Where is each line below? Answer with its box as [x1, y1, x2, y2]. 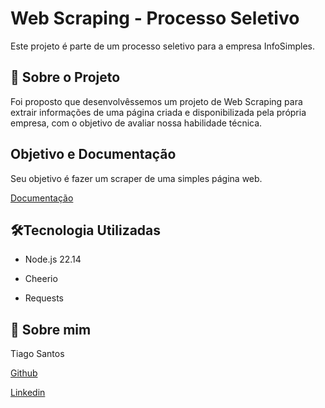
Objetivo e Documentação [10, 146, 177, 163]
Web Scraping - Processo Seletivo [10, 7, 300, 30]
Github [10, 367, 38, 379]
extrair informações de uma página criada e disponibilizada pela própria [10, 106, 307, 118]
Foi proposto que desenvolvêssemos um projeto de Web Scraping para [10, 95, 303, 107]
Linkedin [10, 387, 46, 399]
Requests [24, 292, 64, 304]
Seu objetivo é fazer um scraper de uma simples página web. [10, 172, 263, 184]
